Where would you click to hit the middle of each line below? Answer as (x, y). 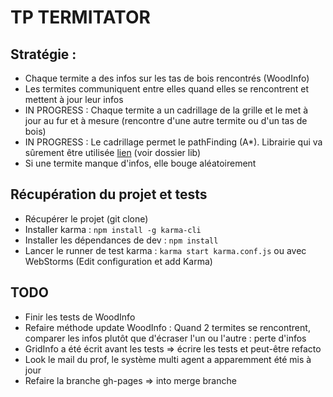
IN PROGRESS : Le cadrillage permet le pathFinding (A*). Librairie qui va (173, 142)
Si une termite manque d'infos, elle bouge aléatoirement (140, 163)
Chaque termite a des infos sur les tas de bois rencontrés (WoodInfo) (167, 78)
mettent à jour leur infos (74, 99)
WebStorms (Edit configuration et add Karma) (118, 261)
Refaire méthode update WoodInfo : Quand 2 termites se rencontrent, (167, 327)
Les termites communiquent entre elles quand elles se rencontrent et (166, 89)
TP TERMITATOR (80, 17)
